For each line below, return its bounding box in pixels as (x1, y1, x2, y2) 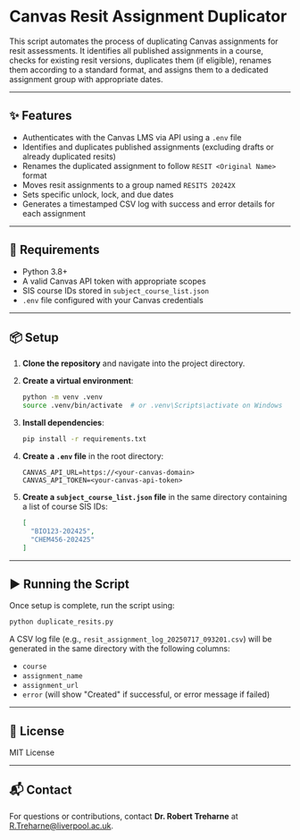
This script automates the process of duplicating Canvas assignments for (9, 36, 279, 47)
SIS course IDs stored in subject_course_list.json (21, 284, 210, 296)
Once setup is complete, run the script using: (9, 600, 176, 611)
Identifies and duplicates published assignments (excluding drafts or (21, 141, 274, 152)
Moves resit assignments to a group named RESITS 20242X (21, 179, 237, 190)
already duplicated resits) (21, 150, 116, 162)
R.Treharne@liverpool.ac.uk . (9, 820, 114, 831)
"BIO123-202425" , (30, 526, 96, 536)
